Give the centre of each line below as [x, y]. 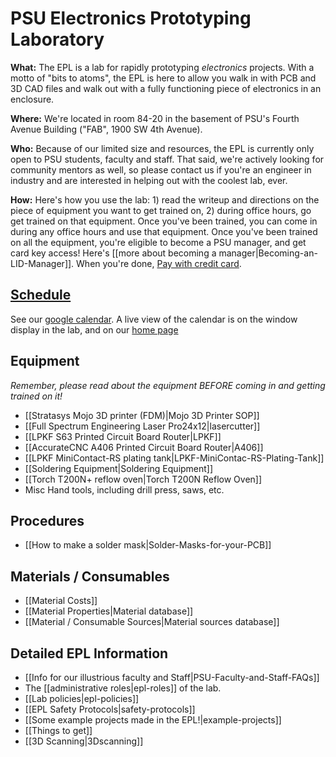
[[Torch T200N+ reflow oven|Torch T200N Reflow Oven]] [143, 479]
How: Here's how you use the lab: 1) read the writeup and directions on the [165, 199]
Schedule [41, 295]
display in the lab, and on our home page [94, 329]
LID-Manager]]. [42, 263]
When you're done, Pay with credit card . [159, 263]
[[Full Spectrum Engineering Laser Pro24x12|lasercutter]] [142, 426]
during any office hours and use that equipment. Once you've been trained [164, 231]
